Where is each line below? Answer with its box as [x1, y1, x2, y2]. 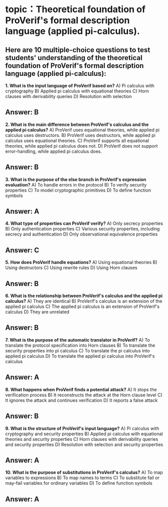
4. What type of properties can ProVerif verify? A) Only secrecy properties [5, 220, 163, 226]
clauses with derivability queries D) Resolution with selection [5, 94, 132, 99]
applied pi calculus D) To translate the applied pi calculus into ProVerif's [5, 353, 155, 359]
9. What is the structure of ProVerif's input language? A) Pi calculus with [5, 425, 159, 431]
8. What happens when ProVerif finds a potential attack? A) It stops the [5, 386, 157, 392]
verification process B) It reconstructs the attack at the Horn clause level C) [5, 392, 163, 398]
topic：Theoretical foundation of [5, 4, 146, 15]
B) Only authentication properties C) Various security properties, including [5, 226, 160, 232]
